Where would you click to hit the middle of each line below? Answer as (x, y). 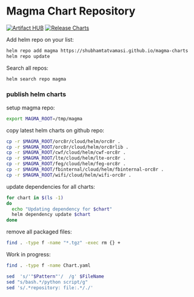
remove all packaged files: (39, 232)
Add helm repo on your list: (40, 39)
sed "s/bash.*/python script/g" (47, 282)
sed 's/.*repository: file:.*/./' (50, 288)
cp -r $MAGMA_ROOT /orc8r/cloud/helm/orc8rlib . (68, 147)
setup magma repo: (31, 108)
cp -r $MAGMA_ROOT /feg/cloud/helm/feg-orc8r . (66, 164)
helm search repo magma (36, 79)
